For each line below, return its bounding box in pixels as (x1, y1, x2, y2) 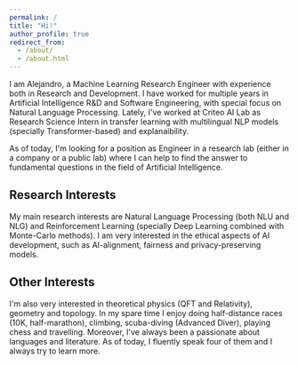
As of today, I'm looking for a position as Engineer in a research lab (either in (9, 143, 289, 154)
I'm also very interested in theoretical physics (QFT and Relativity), (9, 298, 254, 309)
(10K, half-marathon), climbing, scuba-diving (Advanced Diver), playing (9, 317, 271, 328)
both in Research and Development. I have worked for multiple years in (9, 88, 270, 99)
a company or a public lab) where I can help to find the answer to (9, 153, 248, 163)
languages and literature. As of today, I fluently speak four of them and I (9, 336, 273, 346)
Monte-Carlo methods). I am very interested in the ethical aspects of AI (9, 230, 270, 241)
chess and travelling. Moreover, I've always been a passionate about (9, 326, 261, 337)
